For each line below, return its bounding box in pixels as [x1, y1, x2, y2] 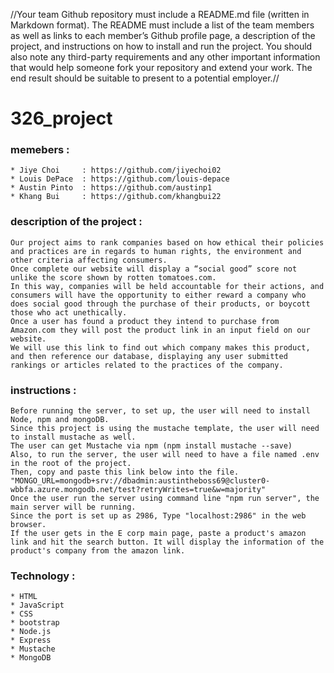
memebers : [10, 143, 70, 157]
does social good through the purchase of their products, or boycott [10, 299, 311, 309]
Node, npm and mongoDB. [10, 415, 110, 425]
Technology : [10, 569, 76, 583]
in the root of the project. [10, 459, 132, 469]
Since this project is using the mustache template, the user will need [10, 424, 320, 434]
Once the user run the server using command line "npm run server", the [10, 494, 320, 504]
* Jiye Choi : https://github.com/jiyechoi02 [10, 165, 222, 176]
